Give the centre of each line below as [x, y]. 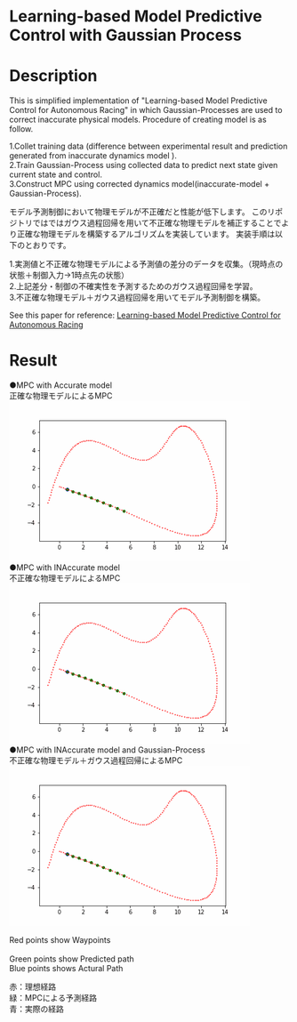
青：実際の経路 [36, 1009]
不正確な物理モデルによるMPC [65, 578]
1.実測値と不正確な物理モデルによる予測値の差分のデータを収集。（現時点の [146, 264]
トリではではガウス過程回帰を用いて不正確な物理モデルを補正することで [149, 223]
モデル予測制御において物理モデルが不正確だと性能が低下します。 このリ [142, 212]
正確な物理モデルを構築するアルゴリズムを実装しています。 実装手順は [146, 234]
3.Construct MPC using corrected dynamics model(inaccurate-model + [139, 184]
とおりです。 [48, 245]
